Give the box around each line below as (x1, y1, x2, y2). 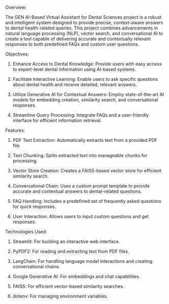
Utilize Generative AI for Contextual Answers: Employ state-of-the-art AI (12, 92, 164, 97)
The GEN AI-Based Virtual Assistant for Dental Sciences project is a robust (5, 14, 162, 20)
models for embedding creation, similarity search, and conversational (12, 97, 158, 103)
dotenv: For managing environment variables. (12, 293, 108, 299)
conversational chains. (12, 264, 60, 269)
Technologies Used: (5, 229, 47, 234)
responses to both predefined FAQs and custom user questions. (5, 41, 139, 47)
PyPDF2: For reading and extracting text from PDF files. (12, 249, 129, 254)
